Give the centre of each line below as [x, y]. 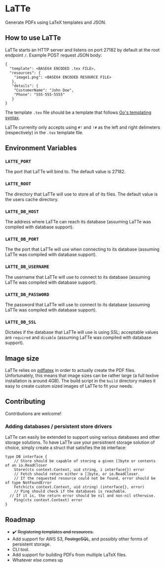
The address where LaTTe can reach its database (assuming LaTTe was [78, 222]
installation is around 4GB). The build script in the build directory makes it [80, 381]
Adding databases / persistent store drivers [59, 426]
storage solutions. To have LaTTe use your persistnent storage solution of [80, 442]
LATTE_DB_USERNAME [27, 267]
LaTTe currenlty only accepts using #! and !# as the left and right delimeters [83, 127]
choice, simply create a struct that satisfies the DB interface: [66, 448]
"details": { [25, 86]
